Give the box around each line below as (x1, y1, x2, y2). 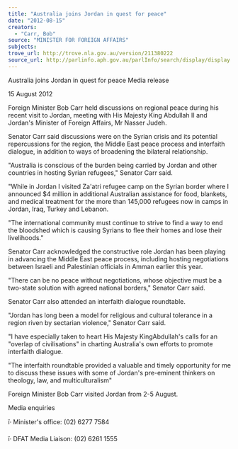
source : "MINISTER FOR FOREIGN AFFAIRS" (8, 37, 130, 44)
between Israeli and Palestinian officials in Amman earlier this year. (8, 262, 203, 271)
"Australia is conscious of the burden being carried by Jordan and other (8, 161, 217, 169)
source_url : (8, 57, 43, 64)
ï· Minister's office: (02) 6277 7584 (8, 417, 110, 426)
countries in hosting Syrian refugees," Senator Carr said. (8, 168, 173, 177)
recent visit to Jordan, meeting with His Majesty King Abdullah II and (8, 110, 208, 119)
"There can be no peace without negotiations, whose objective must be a (8, 275, 222, 284)
